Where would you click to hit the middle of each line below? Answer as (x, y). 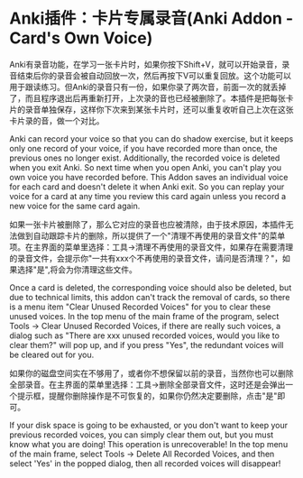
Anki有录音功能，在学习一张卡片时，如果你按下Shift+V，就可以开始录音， (146, 64)
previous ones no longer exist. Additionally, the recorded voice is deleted (145, 158)
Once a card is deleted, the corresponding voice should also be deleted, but (151, 287)
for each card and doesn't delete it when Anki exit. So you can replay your (147, 187)
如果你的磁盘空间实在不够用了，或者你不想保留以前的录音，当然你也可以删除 (151, 373)
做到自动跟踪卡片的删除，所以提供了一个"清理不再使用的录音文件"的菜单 (151, 235)
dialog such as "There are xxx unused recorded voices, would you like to (144, 336)
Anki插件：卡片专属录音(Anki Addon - (151, 18)
